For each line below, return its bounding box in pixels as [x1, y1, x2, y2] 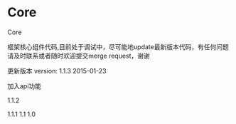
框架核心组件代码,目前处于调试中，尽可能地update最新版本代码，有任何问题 [7, 42, 229, 51]
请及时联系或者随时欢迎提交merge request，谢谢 [7, 51, 151, 60]
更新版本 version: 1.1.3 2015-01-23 [7, 66, 107, 75]
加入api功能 [7, 81, 41, 90]
